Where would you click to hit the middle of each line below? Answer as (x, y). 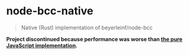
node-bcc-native (50, 11)
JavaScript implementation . (42, 45)
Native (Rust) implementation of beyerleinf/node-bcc (87, 27)
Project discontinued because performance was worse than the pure (94, 39)
